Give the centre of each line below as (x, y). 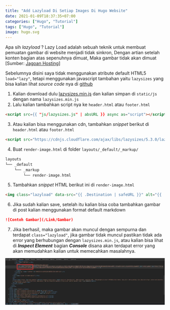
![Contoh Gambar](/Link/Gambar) (39, 220)
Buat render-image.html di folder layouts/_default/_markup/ (75, 149)
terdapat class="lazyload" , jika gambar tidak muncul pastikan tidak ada (87, 235)
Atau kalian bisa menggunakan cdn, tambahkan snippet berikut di (81, 124)
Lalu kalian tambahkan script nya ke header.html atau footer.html (81, 105)
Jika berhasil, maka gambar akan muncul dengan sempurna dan (79, 230)
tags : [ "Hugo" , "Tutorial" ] (35, 27)
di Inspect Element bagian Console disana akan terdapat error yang (84, 246)
